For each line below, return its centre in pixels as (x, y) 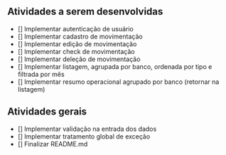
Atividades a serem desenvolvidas (85, 12)
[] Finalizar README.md (53, 144)
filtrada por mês (41, 74)
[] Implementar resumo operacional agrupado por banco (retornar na (118, 82)
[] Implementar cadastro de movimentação (80, 36)
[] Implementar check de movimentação (76, 51)
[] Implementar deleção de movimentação (79, 59)
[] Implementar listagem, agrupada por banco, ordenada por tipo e (115, 66)
